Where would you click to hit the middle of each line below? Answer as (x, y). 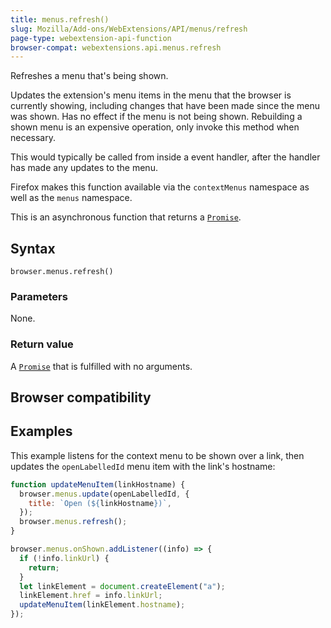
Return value (42, 344)
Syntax (33, 248)
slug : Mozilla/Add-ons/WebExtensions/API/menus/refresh (129, 29)
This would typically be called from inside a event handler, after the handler (165, 157)
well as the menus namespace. (71, 198)
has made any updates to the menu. (84, 168)
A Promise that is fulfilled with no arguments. (101, 366)
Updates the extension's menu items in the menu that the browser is (151, 95)
